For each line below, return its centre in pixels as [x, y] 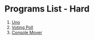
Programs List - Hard [47, 9]
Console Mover [27, 32]
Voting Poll [22, 27]
